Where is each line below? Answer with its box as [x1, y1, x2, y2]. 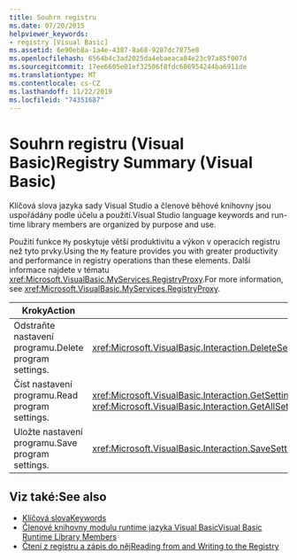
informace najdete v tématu [9, 265, 110, 276]
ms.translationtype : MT [9, 71, 97, 80]
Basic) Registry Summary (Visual [9, 152, 254, 173]
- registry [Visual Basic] [9, 37, 109, 47]
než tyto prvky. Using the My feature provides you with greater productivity [9, 245, 278, 257]
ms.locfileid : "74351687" [9, 95, 104, 105]
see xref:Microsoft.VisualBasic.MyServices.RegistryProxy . [9, 284, 221, 294]
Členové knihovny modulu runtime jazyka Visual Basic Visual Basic [21, 522, 263, 533]
